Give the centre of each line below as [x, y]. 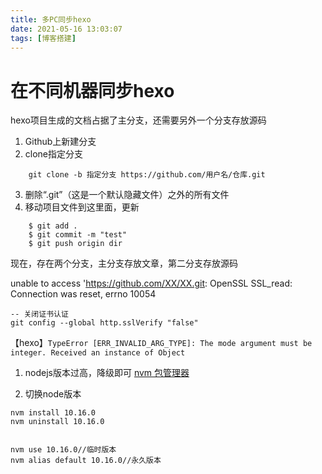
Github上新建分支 [60, 142]
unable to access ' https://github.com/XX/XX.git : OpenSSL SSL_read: [151, 283]
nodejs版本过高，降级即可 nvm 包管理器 [107, 373]
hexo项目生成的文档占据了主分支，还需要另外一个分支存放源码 [138, 120]
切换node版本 [53, 394]
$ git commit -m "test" [78, 235]
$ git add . [53, 226]
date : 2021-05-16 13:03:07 [66, 29]
